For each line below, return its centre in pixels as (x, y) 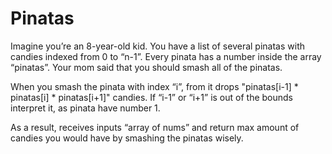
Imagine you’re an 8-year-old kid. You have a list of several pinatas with (157, 46)
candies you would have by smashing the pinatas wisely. (127, 138)
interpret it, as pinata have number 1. (85, 108)
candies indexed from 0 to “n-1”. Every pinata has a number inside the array (166, 56)
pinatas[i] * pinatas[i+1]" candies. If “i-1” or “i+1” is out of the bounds (152, 97)
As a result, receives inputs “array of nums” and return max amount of (155, 127)
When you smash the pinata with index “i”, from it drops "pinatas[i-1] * (154, 86)
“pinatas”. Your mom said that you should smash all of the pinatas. (146, 67)
